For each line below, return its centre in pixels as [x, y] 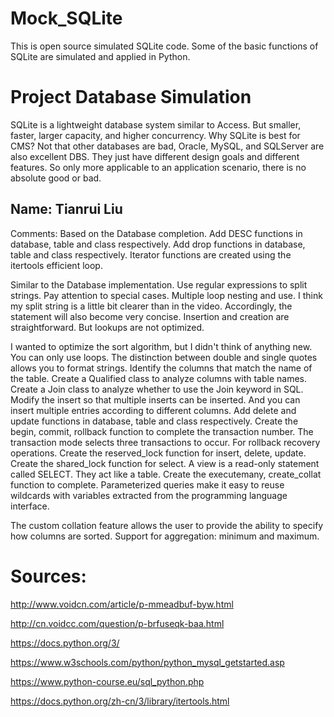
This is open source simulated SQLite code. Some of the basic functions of [164, 46]
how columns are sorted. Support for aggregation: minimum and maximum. [165, 536]
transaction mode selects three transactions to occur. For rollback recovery [165, 442]
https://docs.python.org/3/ [65, 643]
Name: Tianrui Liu [66, 209]
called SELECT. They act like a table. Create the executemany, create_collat [166, 474]
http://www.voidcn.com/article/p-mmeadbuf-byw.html [122, 604]
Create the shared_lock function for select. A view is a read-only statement [165, 463]
